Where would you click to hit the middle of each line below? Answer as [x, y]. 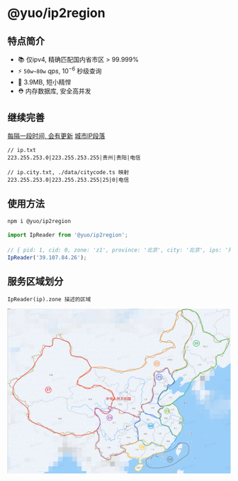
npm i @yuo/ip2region [39, 222]
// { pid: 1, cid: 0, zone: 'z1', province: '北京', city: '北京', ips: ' [118, 250]
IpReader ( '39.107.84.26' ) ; [47, 257]
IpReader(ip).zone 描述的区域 [49, 300]
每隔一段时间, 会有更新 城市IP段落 [56, 136]
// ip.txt [22, 151]
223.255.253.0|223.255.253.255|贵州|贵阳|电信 [74, 158]
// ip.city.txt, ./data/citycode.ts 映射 [68, 173]
